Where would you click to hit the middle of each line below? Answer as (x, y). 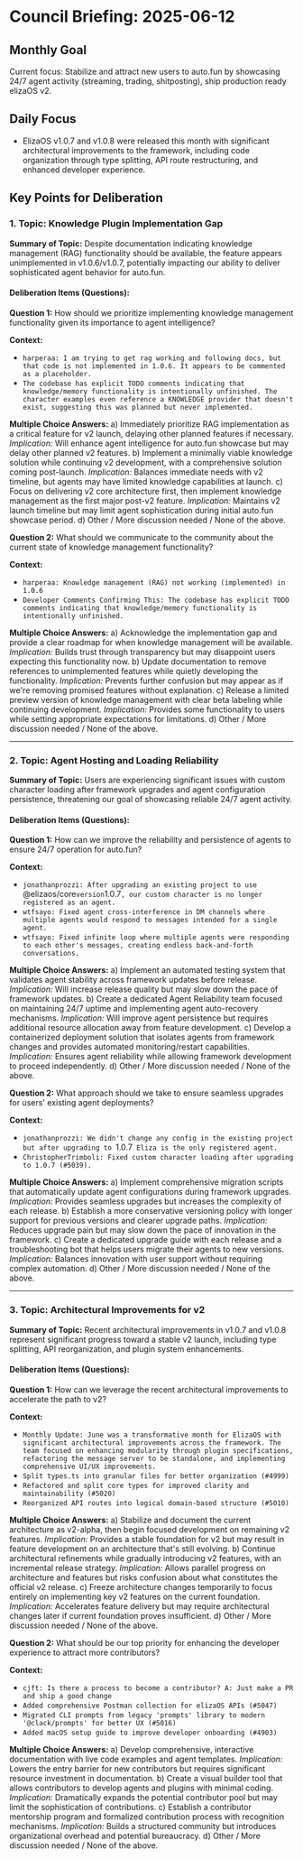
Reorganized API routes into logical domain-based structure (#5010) (156, 1503)
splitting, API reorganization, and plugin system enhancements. (127, 1349)
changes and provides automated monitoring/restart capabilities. (130, 1047)
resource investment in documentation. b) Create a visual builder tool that (146, 1778)
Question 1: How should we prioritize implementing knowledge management (151, 312)
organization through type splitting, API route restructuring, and (140, 160)
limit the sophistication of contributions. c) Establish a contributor (131, 1807)
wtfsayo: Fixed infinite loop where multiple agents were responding (156, 938)
